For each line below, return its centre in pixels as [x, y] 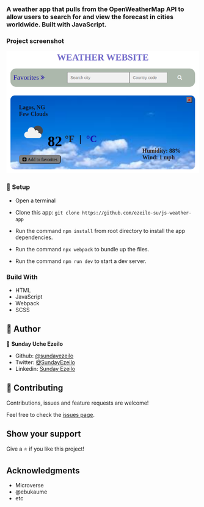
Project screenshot [35, 40]
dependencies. [34, 237]
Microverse [29, 486]
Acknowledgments [43, 471]
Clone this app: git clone [47, 212]
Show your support [44, 434]
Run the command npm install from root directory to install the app [100, 231]
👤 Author [24, 329]
